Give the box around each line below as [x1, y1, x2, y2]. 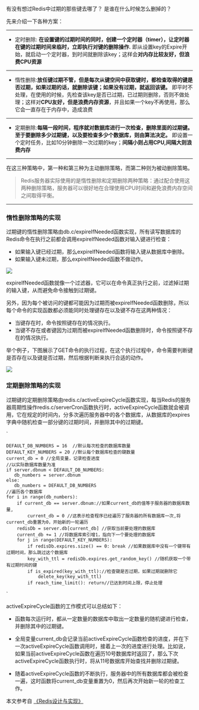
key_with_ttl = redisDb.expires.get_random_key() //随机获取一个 [27, 556, 187, 562]
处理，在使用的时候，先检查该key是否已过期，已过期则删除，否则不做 [14, 91, 185, 98]
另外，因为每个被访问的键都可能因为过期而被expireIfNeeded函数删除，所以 [6, 299, 190, 306]
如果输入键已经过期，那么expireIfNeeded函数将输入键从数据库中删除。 [14, 248, 188, 255]
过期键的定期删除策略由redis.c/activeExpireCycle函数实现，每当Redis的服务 [6, 396, 191, 403]
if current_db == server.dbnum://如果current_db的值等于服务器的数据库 [17, 500, 185, 506]
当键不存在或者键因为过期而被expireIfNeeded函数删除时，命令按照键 [14, 327, 182, 334]
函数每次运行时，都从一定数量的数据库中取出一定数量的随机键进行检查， [14, 615, 191, 622]
